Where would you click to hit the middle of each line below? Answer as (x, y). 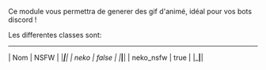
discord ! (23, 20)
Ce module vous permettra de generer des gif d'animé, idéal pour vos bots (130, 11)
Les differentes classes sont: (55, 35)
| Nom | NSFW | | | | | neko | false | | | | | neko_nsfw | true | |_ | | (106, 57)
